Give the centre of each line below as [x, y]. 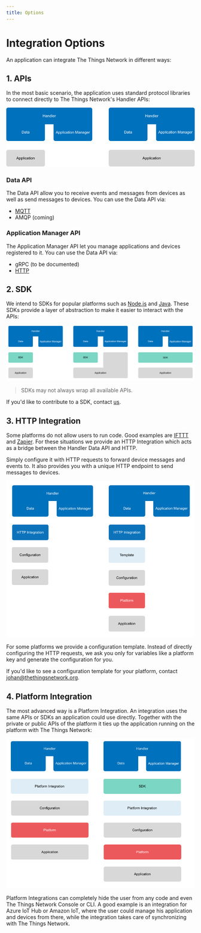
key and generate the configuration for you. [60, 659]
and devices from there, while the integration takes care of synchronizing [96, 917]
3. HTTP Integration [43, 421]
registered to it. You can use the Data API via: [62, 253]
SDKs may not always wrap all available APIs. [77, 391]
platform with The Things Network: [49, 730]
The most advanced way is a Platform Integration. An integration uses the [97, 711]
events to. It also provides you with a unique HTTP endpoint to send [90, 466]
